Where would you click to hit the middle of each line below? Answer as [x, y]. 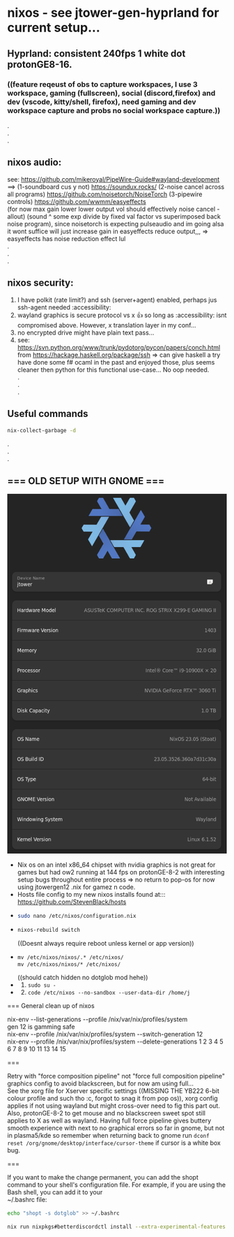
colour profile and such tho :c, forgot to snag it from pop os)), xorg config [112, 1098]
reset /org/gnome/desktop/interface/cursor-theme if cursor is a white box [114, 1143]
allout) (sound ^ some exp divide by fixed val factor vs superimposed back [114, 216]
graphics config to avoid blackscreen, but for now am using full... [100, 1083]
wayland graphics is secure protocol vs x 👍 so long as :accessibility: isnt [122, 315]
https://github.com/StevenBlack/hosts [72, 902]
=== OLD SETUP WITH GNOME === [86, 481]
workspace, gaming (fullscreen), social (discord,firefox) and [111, 93]
